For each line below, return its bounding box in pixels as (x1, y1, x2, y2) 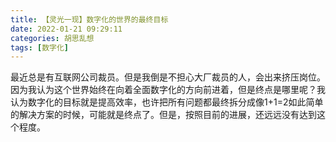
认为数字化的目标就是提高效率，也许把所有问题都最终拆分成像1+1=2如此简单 (10, 96, 324, 108)
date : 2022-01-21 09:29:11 (10, 24, 123, 34)
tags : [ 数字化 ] (10, 42, 70, 53)
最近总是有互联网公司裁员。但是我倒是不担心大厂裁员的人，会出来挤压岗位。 (10, 71, 326, 83)
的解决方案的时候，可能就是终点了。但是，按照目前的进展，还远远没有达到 (10, 109, 317, 121)
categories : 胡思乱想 (10, 33, 95, 43)
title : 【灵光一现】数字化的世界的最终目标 (10, 14, 169, 25)
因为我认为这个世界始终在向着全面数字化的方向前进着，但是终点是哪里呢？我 (10, 84, 326, 96)
